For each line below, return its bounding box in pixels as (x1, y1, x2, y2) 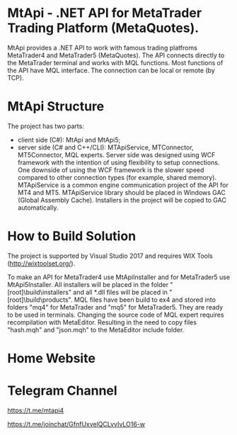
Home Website (7, 351, 96, 366)
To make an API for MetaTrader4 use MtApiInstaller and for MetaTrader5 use (7, 273, 231, 281)
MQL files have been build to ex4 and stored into (74, 295, 216, 304)
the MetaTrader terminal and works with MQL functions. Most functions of (7, 58, 224, 67)
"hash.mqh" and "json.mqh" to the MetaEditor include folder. (7, 325, 185, 334)
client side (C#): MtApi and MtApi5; (17, 135, 121, 144)
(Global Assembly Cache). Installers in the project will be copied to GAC (17, 196, 226, 204)
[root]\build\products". (7, 295, 73, 304)
